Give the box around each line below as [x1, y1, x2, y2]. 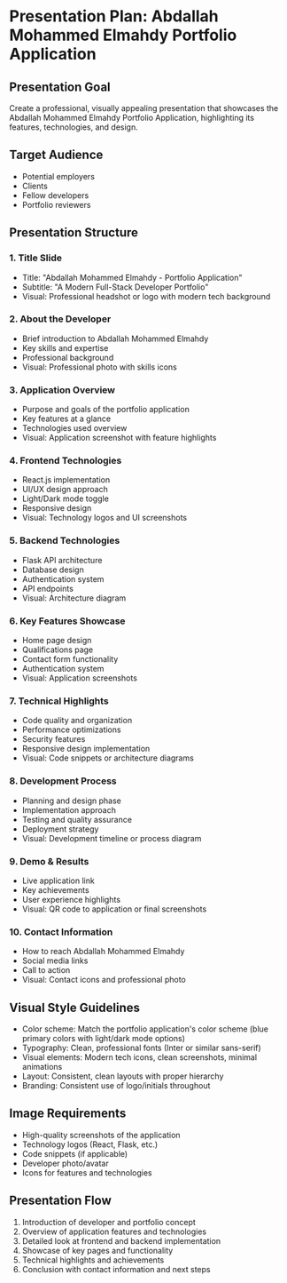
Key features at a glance [21, 413, 112, 424]
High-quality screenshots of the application [21, 1129, 181, 1140]
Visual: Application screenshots [21, 673, 137, 683]
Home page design [21, 634, 92, 645]
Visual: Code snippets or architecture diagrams [21, 753, 195, 763]
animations [21, 1061, 63, 1072]
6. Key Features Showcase [9, 615, 126, 627]
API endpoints [21, 583, 74, 594]
